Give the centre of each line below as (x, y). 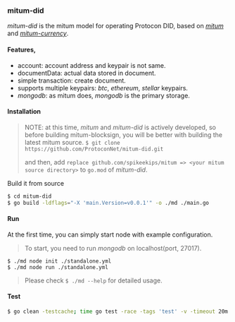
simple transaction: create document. (72, 80)
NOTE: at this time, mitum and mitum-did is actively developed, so (120, 127)
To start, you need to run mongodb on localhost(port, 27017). (113, 248)
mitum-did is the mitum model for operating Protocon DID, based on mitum (115, 26)
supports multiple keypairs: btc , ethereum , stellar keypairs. (103, 88)
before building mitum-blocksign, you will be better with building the (123, 135)
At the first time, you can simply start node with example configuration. (110, 234)
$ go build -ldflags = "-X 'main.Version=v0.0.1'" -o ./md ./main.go (108, 203)
